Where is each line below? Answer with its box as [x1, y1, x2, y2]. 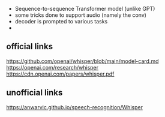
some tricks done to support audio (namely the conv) [14, 11, 147, 19]
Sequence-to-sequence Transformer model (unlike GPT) [14, 5, 155, 12]
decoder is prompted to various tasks [14, 18, 108, 25]
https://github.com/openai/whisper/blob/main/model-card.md [6, 57, 159, 65]
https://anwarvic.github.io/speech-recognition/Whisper [6, 103, 143, 110]
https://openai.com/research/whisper [6, 64, 99, 71]
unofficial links [6, 88, 63, 98]
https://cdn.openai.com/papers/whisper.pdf [6, 70, 115, 77]
